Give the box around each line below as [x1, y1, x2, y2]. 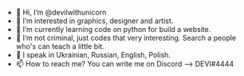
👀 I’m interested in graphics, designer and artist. [15, 16, 174, 26]
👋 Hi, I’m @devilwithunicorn [15, 8, 107, 17]
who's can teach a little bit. [15, 42, 105, 51]
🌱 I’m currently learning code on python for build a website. [15, 25, 211, 34]
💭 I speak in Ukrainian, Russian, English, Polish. [15, 50, 171, 59]
